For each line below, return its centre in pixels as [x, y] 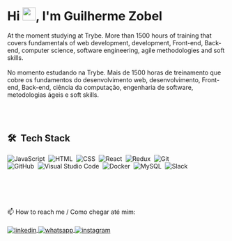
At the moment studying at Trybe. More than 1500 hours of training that [110, 36]
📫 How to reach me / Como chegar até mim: [71, 212]
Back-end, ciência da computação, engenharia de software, [107, 87]
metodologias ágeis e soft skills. [53, 95]
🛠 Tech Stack [39, 138]
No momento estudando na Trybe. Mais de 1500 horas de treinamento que [114, 72]
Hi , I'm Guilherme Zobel [85, 16]
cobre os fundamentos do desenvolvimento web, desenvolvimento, [104, 79]
